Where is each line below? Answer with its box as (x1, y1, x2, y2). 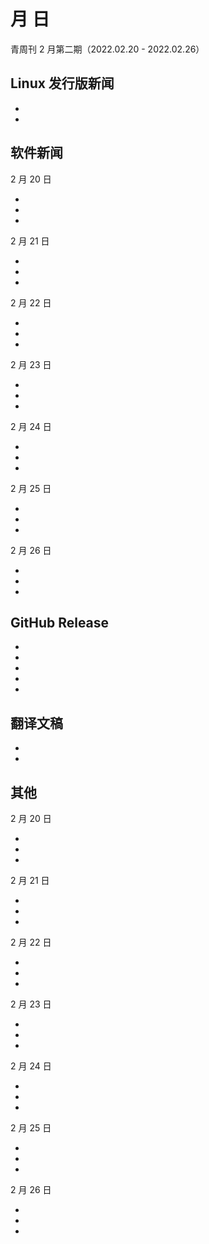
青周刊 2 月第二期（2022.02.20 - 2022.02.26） (10, 43, 205, 55)
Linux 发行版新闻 (10, 75, 115, 92)
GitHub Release (10, 614, 110, 631)
